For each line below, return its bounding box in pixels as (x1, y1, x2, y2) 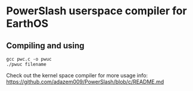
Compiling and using (6, 40, 85, 51)
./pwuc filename (6, 61, 46, 67)
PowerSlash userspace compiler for (6, 4, 187, 18)
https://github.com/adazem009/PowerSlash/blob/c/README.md (6, 79, 164, 85)
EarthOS (6, 17, 49, 30)
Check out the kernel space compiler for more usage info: (6, 72, 148, 79)
